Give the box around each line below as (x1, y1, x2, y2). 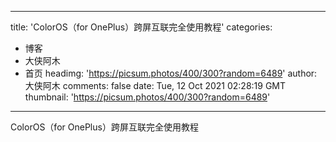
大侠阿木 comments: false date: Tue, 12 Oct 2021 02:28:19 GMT (24, 80, 287, 91)
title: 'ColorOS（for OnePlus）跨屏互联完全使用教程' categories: (10, 21, 273, 33)
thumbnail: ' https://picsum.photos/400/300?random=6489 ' (24, 91, 271, 103)
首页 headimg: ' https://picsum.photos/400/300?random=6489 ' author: (24, 67, 318, 79)
